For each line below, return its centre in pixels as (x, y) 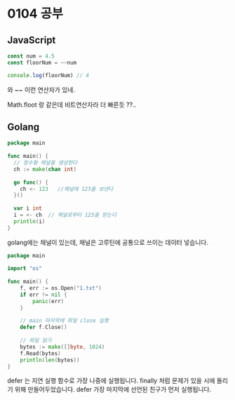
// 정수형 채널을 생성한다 (46, 163)
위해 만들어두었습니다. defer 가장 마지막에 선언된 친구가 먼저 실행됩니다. (113, 389)
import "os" (25, 269)
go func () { (31, 182)
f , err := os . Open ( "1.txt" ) (61, 288)
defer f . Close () (44, 327)
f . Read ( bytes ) (40, 353)
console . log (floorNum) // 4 (48, 75)
